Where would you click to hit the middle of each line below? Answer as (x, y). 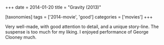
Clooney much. (21, 37)
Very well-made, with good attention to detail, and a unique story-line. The (82, 26)
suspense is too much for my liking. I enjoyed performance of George (77, 32)
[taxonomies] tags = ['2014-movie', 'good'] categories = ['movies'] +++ (79, 17)
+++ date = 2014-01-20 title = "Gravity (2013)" (53, 7)
